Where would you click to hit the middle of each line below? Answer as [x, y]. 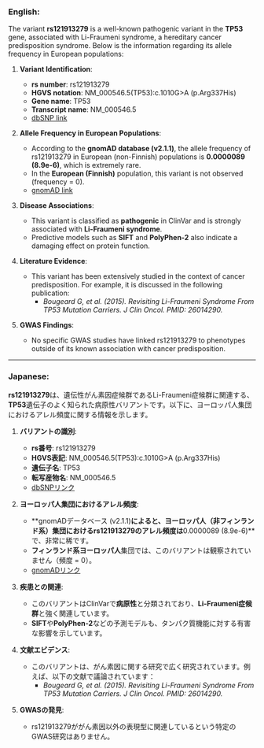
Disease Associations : [57, 206]
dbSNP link [49, 118]
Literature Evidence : [53, 261]
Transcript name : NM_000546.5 [84, 109]
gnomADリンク [56, 570]
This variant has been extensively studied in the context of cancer [138, 276]
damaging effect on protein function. [91, 246]
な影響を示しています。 [69, 633]
